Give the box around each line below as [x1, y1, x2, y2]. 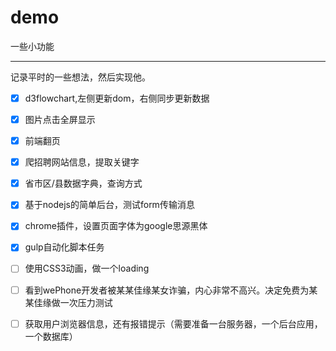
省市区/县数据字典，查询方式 [24, 177, 143, 190]
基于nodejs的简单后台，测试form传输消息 [24, 199, 195, 211]
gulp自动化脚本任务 [24, 241, 105, 253]
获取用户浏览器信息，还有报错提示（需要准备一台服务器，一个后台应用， [24, 317, 323, 330]
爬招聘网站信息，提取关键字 [24, 156, 140, 168]
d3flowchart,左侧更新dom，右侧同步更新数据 [24, 92, 210, 104]
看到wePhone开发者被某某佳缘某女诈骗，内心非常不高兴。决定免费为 [24, 284, 310, 296]
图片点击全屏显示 [24, 114, 96, 125]
